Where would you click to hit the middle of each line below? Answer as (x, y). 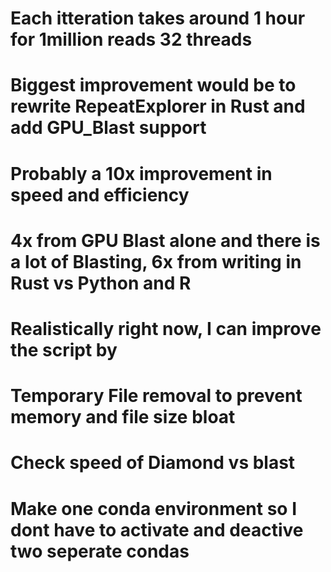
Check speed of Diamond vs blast (153, 463)
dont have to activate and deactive (157, 529)
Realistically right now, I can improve (166, 328)
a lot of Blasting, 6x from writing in (156, 261)
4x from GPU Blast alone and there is (165, 240)
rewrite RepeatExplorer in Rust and (158, 106)
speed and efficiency (100, 194)
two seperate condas (100, 551)
